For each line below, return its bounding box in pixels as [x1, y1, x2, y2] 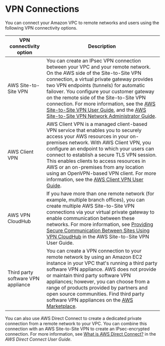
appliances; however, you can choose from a [46, 278, 150, 285]
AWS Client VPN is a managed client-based [46, 121, 147, 127]
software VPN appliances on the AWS [46, 296, 134, 303]
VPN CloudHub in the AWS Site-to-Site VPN [46, 233, 149, 240]
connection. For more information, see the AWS [46, 100, 156, 107]
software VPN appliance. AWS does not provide [46, 266, 156, 273]
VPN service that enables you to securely [46, 126, 142, 133]
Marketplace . [46, 303, 77, 310]
